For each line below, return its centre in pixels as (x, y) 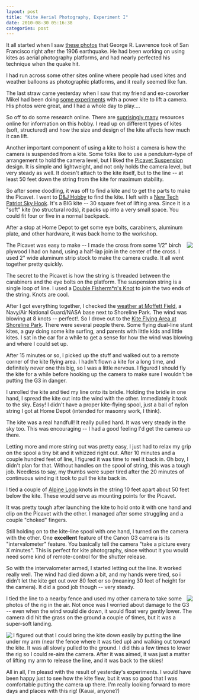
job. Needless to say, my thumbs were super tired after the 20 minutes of (95, 472)
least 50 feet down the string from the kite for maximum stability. (85, 179)
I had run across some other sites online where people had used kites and (96, 75)
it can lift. (17, 136)
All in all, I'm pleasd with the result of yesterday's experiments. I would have (99, 672)
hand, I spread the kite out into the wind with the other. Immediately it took (97, 399)
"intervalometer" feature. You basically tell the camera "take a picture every (98, 544)
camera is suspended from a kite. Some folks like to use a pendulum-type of (99, 154)
